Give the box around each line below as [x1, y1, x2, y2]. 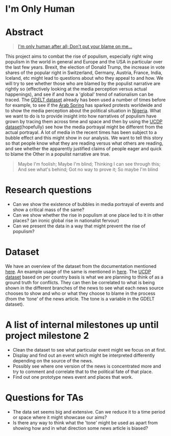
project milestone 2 [5, 330, 89, 341]
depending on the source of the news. [12, 357, 93, 363]
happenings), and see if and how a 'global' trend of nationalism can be [5, 91, 154, 98]
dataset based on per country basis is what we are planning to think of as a [5, 274, 163, 280]
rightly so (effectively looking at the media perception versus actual [5, 86, 147, 92]
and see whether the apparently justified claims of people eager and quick [5, 146, 162, 152]
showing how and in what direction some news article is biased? [12, 425, 148, 431]
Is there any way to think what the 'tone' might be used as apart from [12, 420, 158, 426]
